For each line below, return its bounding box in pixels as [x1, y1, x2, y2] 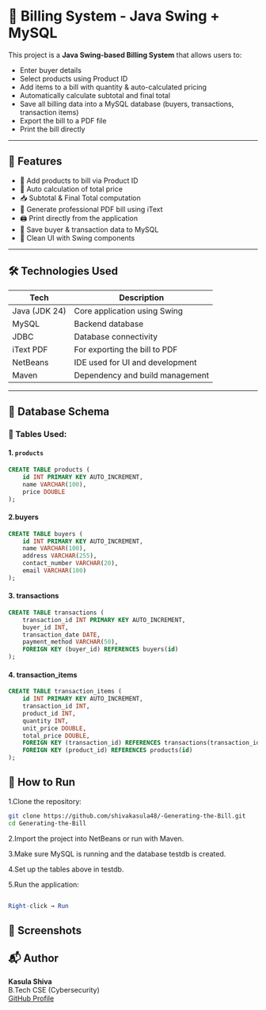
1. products [8, 448, 44, 458]
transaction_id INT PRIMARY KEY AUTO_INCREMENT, [22, 616, 186, 624]
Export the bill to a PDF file [19, 116, 107, 125]
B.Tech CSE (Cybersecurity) [8, 985, 101, 994]
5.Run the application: [8, 879, 79, 889]
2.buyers [8, 512, 40, 522]
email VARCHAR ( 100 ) [22, 567, 87, 575]
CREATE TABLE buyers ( [8, 530, 83, 537]
